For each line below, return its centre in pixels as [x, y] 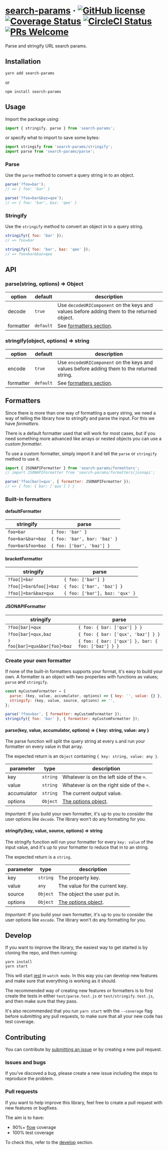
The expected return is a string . [38, 857]
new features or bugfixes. [32, 1108]
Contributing [25, 1037]
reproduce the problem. [29, 1078]
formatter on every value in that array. [44, 746]
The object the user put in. [89, 894]
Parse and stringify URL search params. [46, 46]
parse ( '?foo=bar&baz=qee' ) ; [34, 198]
